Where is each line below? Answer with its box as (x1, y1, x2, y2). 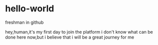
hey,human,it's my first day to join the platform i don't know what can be (5, 29, 153, 35)
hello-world (5, 3, 55, 14)
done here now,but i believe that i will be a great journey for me (5, 34, 134, 40)
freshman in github (5, 19, 44, 25)
